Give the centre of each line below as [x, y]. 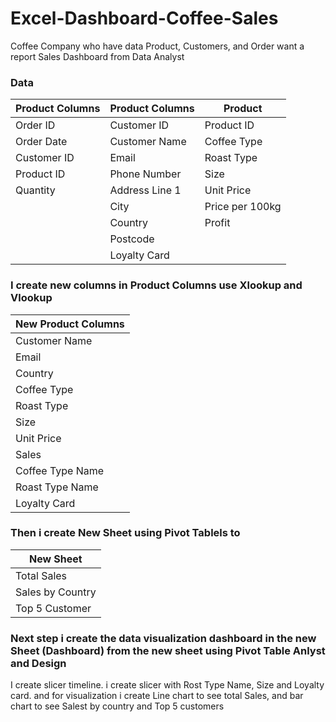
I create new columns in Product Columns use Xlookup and [156, 285]
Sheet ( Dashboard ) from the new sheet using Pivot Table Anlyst [168, 650]
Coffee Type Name [60, 470]
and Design [38, 663]
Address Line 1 [145, 190]
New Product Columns [70, 324]
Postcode [132, 239]
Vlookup [31, 298]
